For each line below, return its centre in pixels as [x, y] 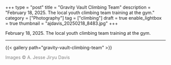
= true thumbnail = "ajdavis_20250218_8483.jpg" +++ [62, 23]
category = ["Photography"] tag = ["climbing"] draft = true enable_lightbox [83, 18]
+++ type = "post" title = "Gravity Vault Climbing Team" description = [78, 7]
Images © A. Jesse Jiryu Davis [38, 57]
